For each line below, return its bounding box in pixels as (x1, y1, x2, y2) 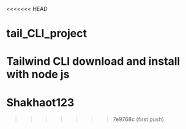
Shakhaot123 (6, 95, 75, 109)
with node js (6, 67, 70, 81)
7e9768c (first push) (113, 116, 164, 123)
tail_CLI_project (6, 27, 87, 40)
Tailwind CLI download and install (6, 54, 180, 68)
